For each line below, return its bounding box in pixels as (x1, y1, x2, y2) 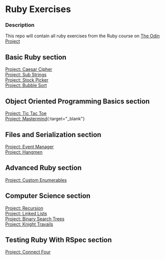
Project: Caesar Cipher (5, 67, 53, 73)
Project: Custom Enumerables (5, 177, 67, 183)
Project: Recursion (5, 205, 44, 211)
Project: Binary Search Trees (5, 216, 64, 222)
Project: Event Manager (5, 144, 54, 150)
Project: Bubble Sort (5, 82, 47, 89)
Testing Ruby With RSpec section (5, 235, 112, 244)
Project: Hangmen (5, 149, 43, 155)
